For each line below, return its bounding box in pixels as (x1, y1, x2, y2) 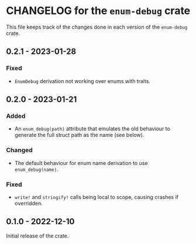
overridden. (14, 200, 43, 207)
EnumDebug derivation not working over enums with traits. (14, 77, 151, 84)
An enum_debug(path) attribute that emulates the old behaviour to (14, 125, 171, 132)
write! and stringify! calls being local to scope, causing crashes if (14, 193, 178, 200)
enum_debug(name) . (14, 166, 59, 173)
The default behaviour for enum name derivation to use (14, 159, 148, 166)
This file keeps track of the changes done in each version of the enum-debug (6, 23, 188, 30)
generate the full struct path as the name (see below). (14, 132, 145, 139)
